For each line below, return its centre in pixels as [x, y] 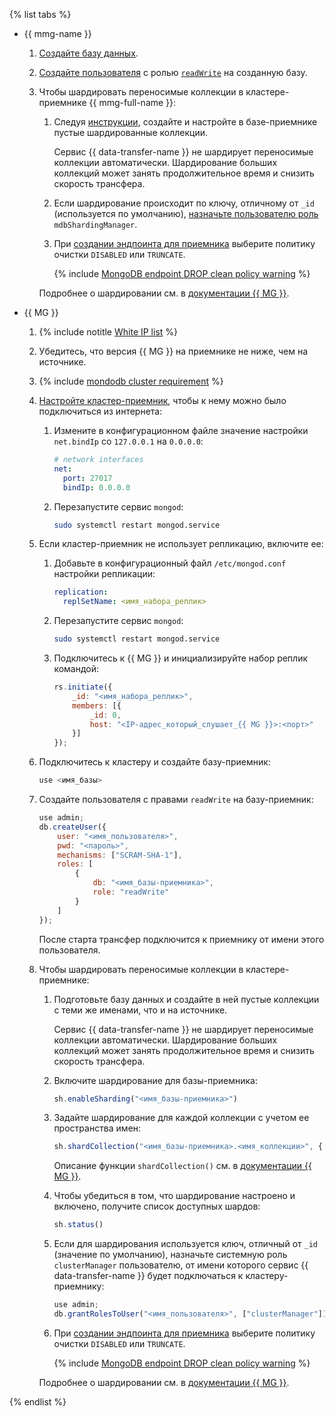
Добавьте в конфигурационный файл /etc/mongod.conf [170, 563]
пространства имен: [97, 1128]
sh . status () [78, 1225]
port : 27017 [87, 478]
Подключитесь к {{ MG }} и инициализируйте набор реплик [181, 658]
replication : [81, 592]
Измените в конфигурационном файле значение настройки [181, 430]
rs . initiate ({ [83, 687]
